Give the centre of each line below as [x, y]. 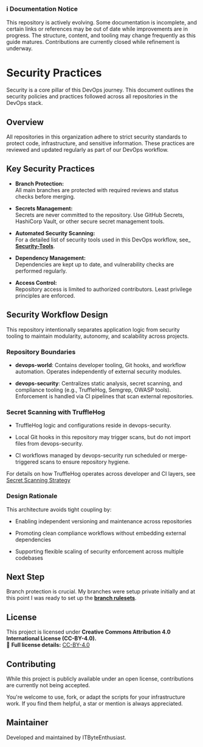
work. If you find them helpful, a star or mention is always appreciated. [95, 703]
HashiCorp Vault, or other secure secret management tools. [90, 221]
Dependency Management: [50, 258]
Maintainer [27, 723]
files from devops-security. [49, 444]
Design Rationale [32, 496]
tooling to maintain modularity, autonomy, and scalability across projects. [98, 336]
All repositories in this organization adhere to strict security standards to [97, 137]
